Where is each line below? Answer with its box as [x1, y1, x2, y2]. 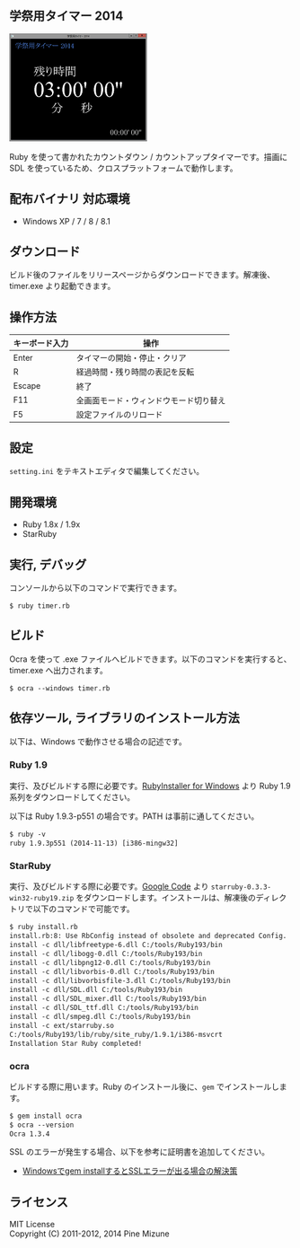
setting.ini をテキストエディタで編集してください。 [9, 466, 205, 477]
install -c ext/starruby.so [9, 1022, 115, 1031]
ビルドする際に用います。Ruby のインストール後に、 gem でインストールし [9, 1081, 280, 1093]
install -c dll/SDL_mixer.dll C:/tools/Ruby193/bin [9, 995, 207, 1004]
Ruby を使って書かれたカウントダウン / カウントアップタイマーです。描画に [9, 151, 288, 162]
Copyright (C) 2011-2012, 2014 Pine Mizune [9, 1228, 170, 1239]
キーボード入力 [13, 338, 69, 348]
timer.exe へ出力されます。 [9, 664, 108, 675]
